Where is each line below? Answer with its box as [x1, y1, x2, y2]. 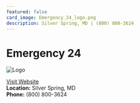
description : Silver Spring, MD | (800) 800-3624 [6, 20, 135, 26]
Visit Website [6, 78, 39, 85]
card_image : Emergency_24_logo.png [6, 15, 96, 21]
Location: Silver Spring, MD [6, 84, 76, 91]
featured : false [6, 8, 47, 15]
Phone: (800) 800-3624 [6, 91, 67, 98]
